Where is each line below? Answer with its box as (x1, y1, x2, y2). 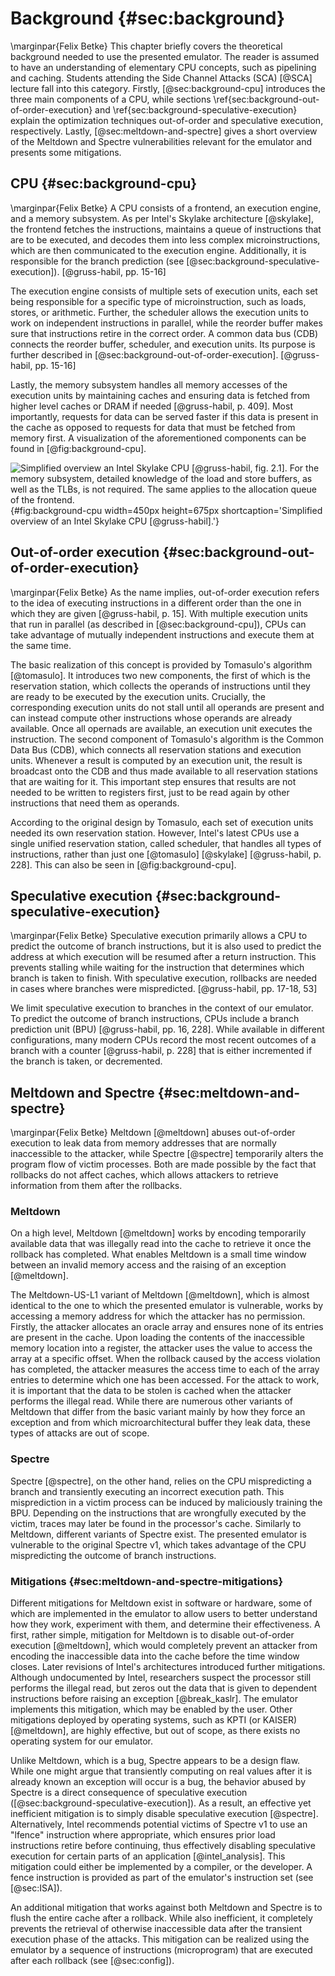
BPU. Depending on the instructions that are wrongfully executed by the (10, 1507, 307, 1519)
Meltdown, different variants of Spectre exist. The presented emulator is (10, 1528, 307, 1540)
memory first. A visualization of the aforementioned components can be (10, 432, 307, 444)
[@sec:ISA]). (10, 1882, 63, 1894)
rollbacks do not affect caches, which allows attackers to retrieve (10, 1169, 279, 1181)
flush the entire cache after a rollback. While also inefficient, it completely (10, 1912, 313, 1924)
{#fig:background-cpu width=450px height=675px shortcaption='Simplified (10, 504, 323, 516)
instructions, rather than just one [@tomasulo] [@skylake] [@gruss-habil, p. (10, 848, 322, 860)
